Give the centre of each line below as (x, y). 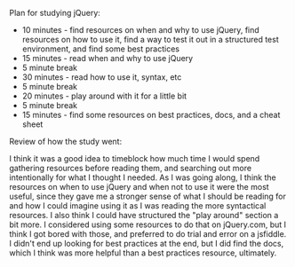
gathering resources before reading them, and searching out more (130, 168)
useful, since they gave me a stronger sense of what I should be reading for (148, 196)
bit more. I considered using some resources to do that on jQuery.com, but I (148, 224)
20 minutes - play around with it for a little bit (104, 96)
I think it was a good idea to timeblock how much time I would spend (135, 158)
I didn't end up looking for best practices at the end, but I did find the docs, (147, 243)
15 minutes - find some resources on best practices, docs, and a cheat (151, 115)
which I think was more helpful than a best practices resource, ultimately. (143, 253)
